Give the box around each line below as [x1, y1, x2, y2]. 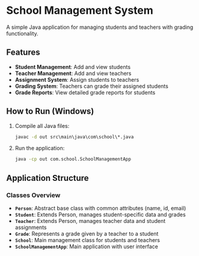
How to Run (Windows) [6, 106, 94, 117]
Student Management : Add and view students [14, 63, 131, 70]
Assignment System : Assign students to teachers [14, 76, 139, 83]
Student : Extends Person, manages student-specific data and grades [14, 211, 186, 218]
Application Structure [6, 172, 89, 183]
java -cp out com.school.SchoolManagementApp [14, 156, 131, 162]
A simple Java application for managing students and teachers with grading [6, 23, 194, 31]
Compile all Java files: [14, 122, 70, 129]
